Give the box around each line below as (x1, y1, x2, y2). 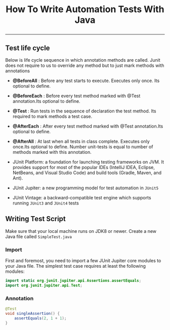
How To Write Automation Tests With (6, 4, 164, 15)
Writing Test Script (5, 215, 66, 223)
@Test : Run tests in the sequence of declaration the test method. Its (12, 108, 156, 114)
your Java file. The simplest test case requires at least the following (5, 263, 146, 269)
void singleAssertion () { (5, 311, 60, 316)
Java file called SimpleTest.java (5, 233, 72, 239)
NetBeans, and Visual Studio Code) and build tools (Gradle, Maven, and (12, 170, 162, 176)
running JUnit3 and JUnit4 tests (12, 200, 79, 206)
